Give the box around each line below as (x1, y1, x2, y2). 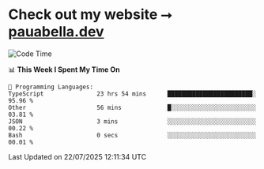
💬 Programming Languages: (8, 83, 93, 91)
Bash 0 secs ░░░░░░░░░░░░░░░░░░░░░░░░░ (8, 131, 257, 139)
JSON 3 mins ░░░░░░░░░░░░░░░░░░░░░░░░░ (8, 117, 257, 126)
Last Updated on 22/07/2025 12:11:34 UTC (8, 152, 147, 161)
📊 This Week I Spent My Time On (8, 65, 120, 74)
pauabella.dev (8, 23, 104, 41)
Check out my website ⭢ (8, 6, 172, 24)
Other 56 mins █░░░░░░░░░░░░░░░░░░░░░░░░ (8, 103, 257, 111)
